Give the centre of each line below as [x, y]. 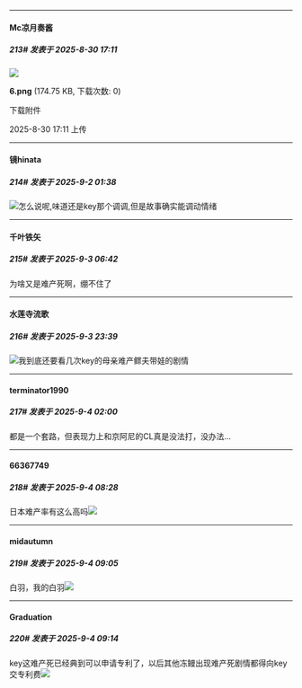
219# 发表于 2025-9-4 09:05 [64, 563]
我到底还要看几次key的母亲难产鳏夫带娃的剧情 [104, 361]
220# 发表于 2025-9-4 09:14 [64, 639]
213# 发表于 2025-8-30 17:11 [63, 49]
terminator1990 [39, 390]
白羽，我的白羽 [37, 587]
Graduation [31, 617]
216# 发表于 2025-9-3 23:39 [64, 336]
